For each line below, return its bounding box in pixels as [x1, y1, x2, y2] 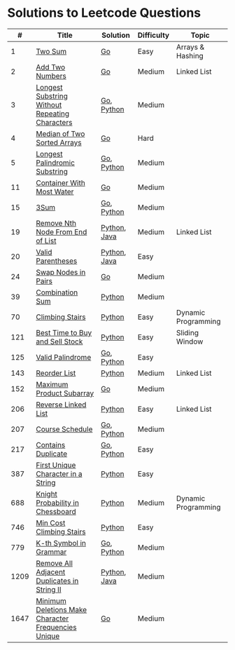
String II [36, 584, 62, 594]
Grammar [36, 547, 67, 557]
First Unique [36, 460, 76, 470]
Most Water [36, 187, 74, 196]
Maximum [36, 379, 69, 389]
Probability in [36, 498, 79, 508]
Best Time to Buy [36, 327, 92, 337]
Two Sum [36, 46, 67, 56]
